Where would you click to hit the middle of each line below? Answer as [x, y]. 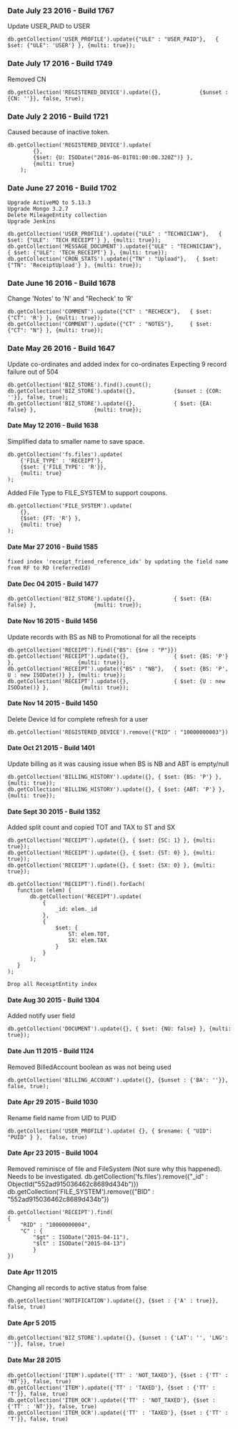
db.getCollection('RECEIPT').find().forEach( [76, 885]
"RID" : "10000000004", [56, 1225]
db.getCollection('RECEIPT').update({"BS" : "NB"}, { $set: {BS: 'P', [118, 669]
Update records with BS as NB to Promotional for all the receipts [102, 637]
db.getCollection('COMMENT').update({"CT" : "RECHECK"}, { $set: [110, 312]
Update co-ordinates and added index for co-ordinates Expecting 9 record [117, 364]
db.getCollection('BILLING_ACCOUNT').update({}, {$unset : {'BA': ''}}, [118, 1080]
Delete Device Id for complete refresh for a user [78, 719]
